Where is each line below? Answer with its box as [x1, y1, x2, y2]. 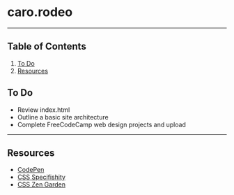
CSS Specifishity [17, 173, 66, 182]
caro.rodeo [7, 4, 73, 20]
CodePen [17, 166, 45, 174]
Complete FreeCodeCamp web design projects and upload [17, 120, 187, 129]
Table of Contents [7, 41, 87, 52]
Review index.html [17, 106, 70, 114]
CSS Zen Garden [17, 180, 66, 189]
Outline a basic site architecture [17, 113, 109, 121]
